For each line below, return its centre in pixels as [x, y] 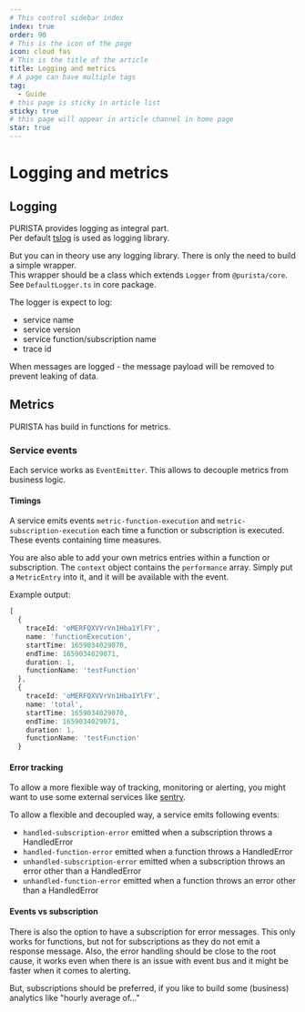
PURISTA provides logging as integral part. [89, 228]
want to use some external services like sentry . [98, 797]
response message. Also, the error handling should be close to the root [143, 951]
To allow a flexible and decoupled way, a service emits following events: [145, 815]
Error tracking [36, 767]
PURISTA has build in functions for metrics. [90, 426]
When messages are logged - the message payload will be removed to [142, 366]
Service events [43, 450]
